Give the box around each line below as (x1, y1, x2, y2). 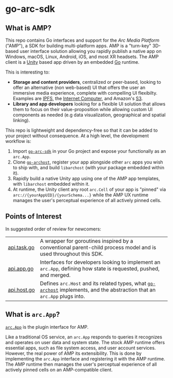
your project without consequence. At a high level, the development (5, 133, 149, 139)
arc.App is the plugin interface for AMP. (5, 323, 89, 330)
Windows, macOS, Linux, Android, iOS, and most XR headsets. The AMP (5, 53, 159, 60)
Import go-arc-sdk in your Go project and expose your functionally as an (12, 148, 166, 154)
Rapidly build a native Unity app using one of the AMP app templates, (12, 175, 160, 182)
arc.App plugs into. (40, 293, 85, 300)
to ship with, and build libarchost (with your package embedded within (12, 165, 165, 170)
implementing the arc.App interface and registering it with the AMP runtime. (5, 355, 166, 362)
